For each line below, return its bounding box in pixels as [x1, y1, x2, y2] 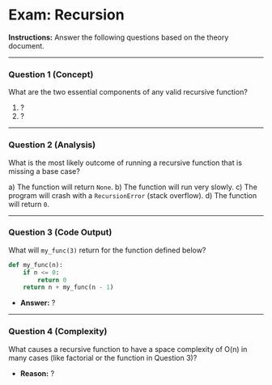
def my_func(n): [8, 260, 63, 269]
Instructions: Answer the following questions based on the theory [8, 32, 229, 42]
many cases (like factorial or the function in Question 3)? [8, 353, 198, 362]
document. [8, 40, 45, 50]
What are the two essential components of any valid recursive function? [8, 87, 249, 97]
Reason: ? [19, 368, 55, 378]
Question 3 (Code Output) [8, 226, 113, 238]
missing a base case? [8, 166, 81, 176]
